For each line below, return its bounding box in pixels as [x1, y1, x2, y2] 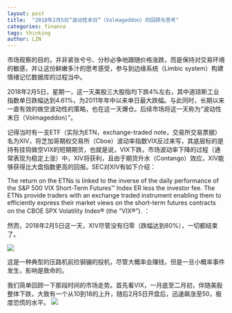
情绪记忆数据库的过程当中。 [7, 73, 86, 82]
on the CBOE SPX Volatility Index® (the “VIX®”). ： [7, 207, 151, 215]
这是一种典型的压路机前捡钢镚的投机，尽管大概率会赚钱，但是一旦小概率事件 [7, 258, 225, 266]
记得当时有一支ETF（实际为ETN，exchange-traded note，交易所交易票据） [7, 129, 221, 137]
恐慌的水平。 [12, 298, 50, 307]
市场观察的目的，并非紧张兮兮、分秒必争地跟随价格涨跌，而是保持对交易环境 [7, 56, 225, 64]
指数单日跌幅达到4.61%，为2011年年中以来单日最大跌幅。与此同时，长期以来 [7, 96, 225, 104]
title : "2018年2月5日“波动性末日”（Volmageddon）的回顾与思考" [7, 17, 180, 23]
